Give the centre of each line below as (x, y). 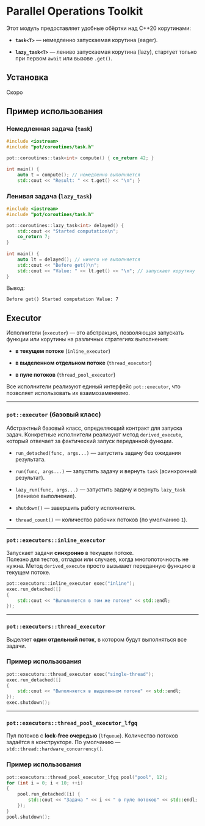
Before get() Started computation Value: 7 (63, 299)
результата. (30, 459)
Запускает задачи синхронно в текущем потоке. (70, 552)
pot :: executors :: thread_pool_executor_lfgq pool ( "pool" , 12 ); (87, 777)
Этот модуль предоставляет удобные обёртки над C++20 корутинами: (99, 28)
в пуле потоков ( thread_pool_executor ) (65, 375)
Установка (27, 78)
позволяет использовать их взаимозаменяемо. (68, 393)
